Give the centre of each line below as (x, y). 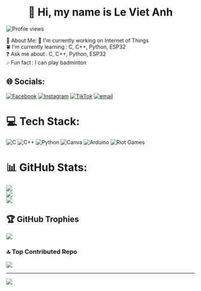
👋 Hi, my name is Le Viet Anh (100, 12)
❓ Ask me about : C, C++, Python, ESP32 (56, 54)
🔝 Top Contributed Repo (42, 252)
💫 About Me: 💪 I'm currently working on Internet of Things (77, 40)
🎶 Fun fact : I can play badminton (46, 62)
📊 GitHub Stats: (47, 167)
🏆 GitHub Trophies (43, 219)
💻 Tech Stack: (43, 121)
